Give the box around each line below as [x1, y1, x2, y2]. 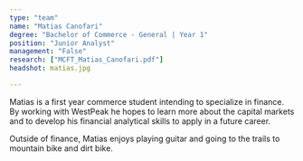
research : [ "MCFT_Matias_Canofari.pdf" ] [9, 55, 165, 64]
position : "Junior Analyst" [9, 38, 116, 48]
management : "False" [9, 47, 88, 56]
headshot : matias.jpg [9, 64, 91, 73]
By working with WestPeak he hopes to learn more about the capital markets [9, 106, 295, 117]
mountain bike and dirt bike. [9, 142, 113, 154]
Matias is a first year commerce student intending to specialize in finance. [9, 96, 285, 107]
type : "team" [9, 13, 59, 23]
